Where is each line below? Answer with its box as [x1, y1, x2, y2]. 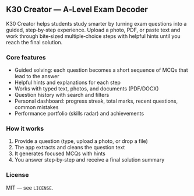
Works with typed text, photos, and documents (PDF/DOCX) [14, 85, 159, 92]
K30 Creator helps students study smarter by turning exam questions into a [6, 20, 187, 27]
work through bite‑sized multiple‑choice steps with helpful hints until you [6, 32, 181, 40]
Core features [6, 53, 46, 61]
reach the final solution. [6, 38, 63, 45]
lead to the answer [14, 73, 59, 80]
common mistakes [14, 104, 59, 111]
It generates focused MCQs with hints [14, 150, 106, 157]
